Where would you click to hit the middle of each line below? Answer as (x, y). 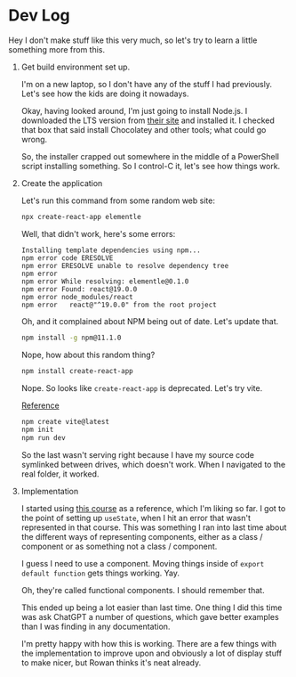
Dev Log (39, 16)
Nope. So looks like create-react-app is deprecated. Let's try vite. (142, 387)
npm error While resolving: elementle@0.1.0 (105, 281)
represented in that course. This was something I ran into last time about (154, 527)
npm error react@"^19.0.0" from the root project (119, 305)
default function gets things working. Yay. (100, 573)
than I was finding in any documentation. (96, 627)
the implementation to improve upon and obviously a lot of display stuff (152, 653)
